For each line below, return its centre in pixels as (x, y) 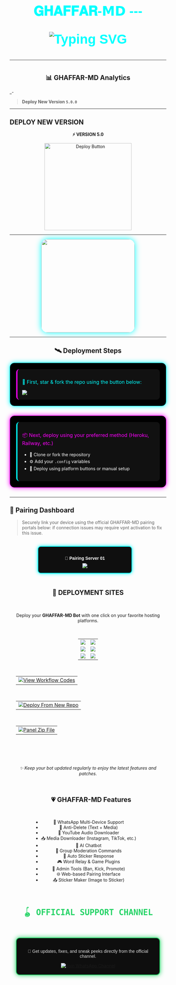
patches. (88, 774)
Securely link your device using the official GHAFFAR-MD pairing (88, 522)
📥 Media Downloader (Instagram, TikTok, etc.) (89, 838)
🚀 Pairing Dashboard (42, 510)
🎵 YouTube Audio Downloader (89, 833)
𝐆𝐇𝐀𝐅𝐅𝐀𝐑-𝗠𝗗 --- (88, 11)
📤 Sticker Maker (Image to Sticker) (88, 880)
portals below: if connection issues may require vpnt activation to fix (92, 527)
